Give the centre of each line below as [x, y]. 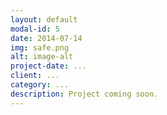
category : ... [40, 85]
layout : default [44, 19]
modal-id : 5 [35, 29]
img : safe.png [40, 47]
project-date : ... [48, 66]
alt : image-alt [42, 57]
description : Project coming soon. [84, 94]
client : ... [35, 76]
